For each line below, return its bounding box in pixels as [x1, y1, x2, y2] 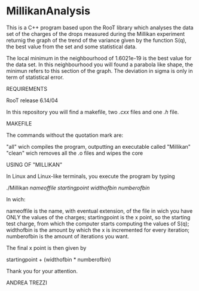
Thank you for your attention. [6, 267, 78, 274]
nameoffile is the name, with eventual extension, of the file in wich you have [6, 207, 193, 215]
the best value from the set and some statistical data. [6, 43, 137, 50]
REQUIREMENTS [6, 85, 48, 92]
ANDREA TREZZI [6, 279, 48, 286]
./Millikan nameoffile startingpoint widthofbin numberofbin [6, 184, 151, 191]
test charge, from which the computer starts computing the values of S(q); [6, 220, 189, 227]
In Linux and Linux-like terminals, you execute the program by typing [6, 172, 175, 180]
